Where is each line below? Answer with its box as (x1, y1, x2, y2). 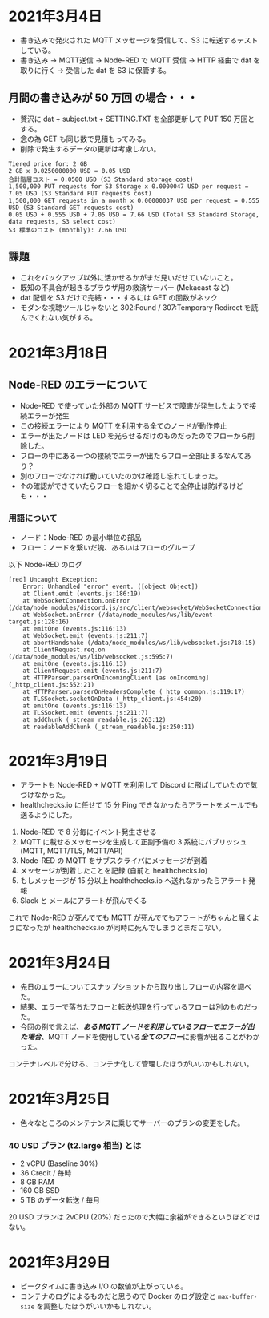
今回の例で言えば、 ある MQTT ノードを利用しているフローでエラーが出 (19, 1022, 255, 1031)
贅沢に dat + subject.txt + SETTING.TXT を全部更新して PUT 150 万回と (19, 114, 255, 123)
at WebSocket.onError (22, 611, 94, 619)
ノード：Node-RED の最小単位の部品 (19, 532, 142, 542)
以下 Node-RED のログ (8, 559, 82, 569)
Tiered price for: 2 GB (8, 159, 88, 168)
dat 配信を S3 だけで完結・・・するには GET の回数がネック (19, 292, 219, 302)
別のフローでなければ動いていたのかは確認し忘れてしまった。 (19, 470, 223, 481)
